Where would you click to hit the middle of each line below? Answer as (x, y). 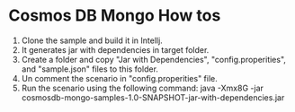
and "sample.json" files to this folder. (90, 69)
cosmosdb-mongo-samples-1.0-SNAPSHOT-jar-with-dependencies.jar (153, 97)
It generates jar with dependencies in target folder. (115, 49)
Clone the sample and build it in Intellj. (92, 40)
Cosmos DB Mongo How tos (115, 16)
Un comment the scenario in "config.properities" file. (119, 78)
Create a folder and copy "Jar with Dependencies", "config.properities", (154, 59)
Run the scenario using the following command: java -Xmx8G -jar (143, 88)
